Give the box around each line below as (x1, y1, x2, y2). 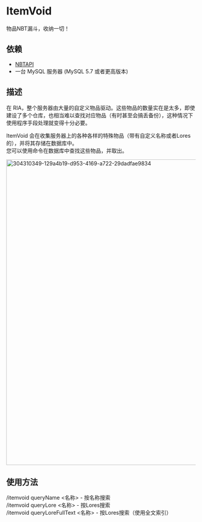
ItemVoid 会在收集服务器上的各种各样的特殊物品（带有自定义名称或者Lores (6, 132, 191, 139)
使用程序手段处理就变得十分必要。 (6, 119, 91, 126)
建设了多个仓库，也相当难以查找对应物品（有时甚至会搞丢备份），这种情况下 (6, 111, 194, 118)
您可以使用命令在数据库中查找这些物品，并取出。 (6, 147, 127, 154)
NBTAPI (14, 60, 34, 67)
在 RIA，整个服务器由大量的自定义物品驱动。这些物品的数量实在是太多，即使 (6, 104, 195, 111)
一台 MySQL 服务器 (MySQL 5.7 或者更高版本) (14, 67, 128, 75)
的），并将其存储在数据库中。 (6, 140, 78, 147)
